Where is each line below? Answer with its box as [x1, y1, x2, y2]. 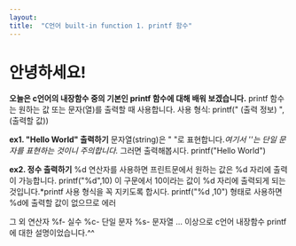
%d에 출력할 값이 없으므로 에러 [9, 197, 117, 209]
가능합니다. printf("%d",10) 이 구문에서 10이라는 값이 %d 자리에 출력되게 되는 [18, 175, 286, 186]
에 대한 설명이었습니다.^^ [9, 227, 95, 238]
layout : [9, 12, 38, 22]
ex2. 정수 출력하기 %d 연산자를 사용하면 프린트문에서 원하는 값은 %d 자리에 [9, 164, 272, 175]
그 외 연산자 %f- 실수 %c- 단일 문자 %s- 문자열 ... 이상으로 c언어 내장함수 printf [9, 217, 287, 227]
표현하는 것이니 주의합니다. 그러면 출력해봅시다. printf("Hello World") [25, 146, 266, 156]
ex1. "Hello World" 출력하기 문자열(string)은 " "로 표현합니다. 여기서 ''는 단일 [9, 134, 277, 145]
